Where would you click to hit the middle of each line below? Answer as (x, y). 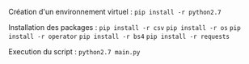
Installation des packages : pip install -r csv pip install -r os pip (124, 27)
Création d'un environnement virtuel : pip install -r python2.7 (115, 12)
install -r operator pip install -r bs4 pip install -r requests (119, 36)
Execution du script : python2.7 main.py (74, 51)
